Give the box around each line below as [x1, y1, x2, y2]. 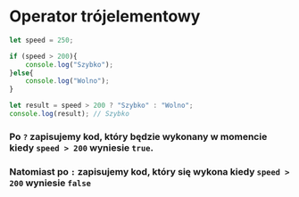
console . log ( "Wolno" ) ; [25, 77, 110, 86]
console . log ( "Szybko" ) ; [25, 60, 114, 69]
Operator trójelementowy [9, 6, 201, 27]
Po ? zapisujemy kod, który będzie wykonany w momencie [9, 130, 268, 143]
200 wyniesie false [9, 176, 92, 189]
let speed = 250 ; [9, 36, 74, 45]
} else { [9, 69, 34, 78]
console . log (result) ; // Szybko [9, 110, 129, 119]
